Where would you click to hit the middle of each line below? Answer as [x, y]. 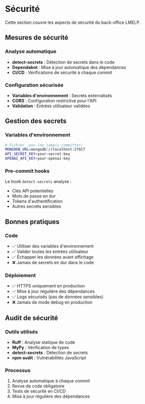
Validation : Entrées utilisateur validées [51, 106]
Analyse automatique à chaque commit [51, 381]
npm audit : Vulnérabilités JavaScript [49, 358]
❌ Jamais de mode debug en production [52, 303]
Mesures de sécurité [37, 38]
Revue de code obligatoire [38, 386]
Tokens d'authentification [37, 201]
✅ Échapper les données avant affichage [53, 257]
